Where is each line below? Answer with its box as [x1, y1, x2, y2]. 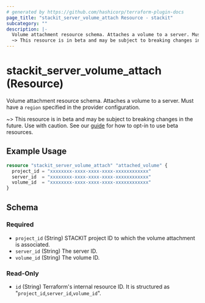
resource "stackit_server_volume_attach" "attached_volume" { [6, 162, 168, 168]
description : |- [6, 26, 48, 32]
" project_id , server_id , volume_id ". [15, 290, 102, 297]
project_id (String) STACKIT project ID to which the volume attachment [15, 234, 195, 242]
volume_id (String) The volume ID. [15, 253, 100, 261]
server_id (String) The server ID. [15, 247, 98, 255]
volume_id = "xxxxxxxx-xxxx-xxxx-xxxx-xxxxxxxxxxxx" [12, 179, 151, 185]
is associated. [15, 241, 51, 248]
